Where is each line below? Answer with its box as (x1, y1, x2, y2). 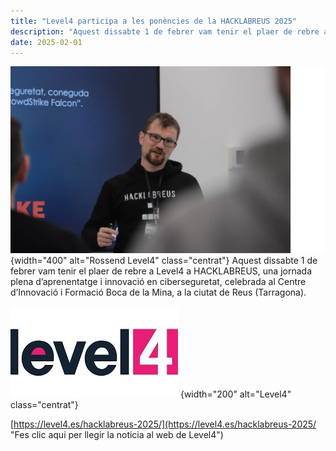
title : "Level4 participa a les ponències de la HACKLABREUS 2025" (10, 16, 298, 26)
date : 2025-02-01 (10, 37, 83, 47)
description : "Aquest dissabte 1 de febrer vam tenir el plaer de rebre (10, 26, 320, 37)
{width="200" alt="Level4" (179, 388, 292, 400)
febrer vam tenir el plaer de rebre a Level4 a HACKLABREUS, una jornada (10, 265, 312, 277)
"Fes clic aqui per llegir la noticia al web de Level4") (10, 429, 224, 441)
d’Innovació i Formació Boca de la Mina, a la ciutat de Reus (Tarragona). (10, 286, 307, 299)
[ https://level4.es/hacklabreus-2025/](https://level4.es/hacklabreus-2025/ (10, 418, 317, 430)
